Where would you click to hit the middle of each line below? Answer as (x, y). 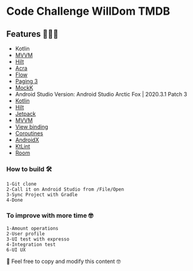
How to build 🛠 (29, 169)
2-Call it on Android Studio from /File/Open (65, 189)
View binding (32, 127)
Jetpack (25, 114)
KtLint (23, 146)
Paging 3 (27, 81)
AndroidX (27, 140)
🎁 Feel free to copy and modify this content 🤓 (64, 261)
